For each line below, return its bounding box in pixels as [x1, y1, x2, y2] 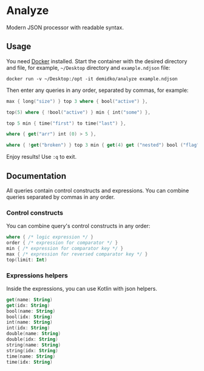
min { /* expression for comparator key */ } [6, 245, 123, 251]
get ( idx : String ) [6, 302, 50, 308]
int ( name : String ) [6, 319, 53, 325]
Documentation [6, 171, 67, 181]
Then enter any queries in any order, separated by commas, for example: [6, 86, 189, 94]
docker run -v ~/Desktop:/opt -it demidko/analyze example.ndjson [6, 75, 178, 82]
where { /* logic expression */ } [6, 234, 94, 240]
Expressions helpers [6, 271, 69, 280]
